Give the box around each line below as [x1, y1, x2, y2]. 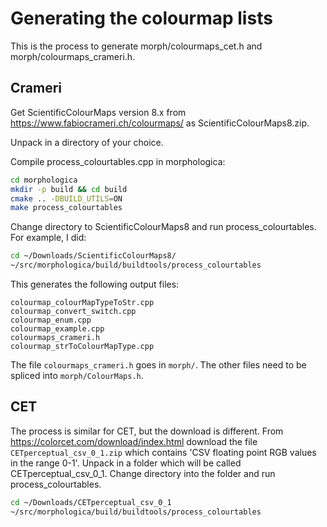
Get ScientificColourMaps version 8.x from [10, 106, 187, 118]
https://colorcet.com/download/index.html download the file [10, 435, 258, 447]
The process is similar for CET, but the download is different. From [10, 425, 284, 437]
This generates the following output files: [10, 278, 180, 290]
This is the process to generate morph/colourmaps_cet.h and [10, 40, 263, 52]
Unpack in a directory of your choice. [10, 136, 164, 148]
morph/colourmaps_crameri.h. [10, 50, 136, 62]
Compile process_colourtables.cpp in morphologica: [10, 155, 226, 167]
